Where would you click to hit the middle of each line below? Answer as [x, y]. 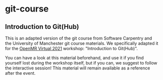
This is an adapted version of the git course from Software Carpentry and [79, 38]
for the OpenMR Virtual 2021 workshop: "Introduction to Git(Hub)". [72, 48]
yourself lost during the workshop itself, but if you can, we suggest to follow [81, 63]
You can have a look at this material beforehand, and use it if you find [74, 58]
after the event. [20, 73]
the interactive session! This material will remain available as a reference [78, 68]
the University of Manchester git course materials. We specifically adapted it [82, 43]
